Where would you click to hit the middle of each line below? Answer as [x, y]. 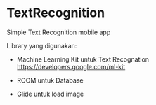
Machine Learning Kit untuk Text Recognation [83, 59]
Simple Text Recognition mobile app [59, 32]
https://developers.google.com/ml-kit [71, 66]
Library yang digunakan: [42, 45]
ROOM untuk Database [50, 80]
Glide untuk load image [50, 94]
